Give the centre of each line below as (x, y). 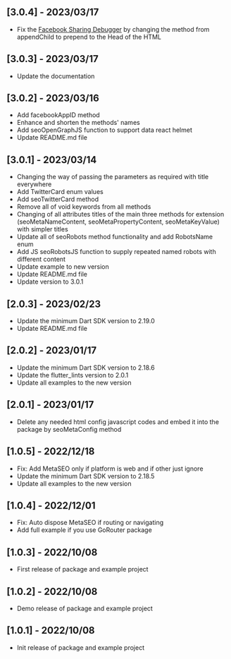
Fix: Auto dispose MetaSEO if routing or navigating (90, 523)
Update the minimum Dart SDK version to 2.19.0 (86, 321)
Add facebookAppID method (58, 115)
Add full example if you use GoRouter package (84, 530)
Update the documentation (56, 76)
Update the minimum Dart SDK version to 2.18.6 (86, 368)
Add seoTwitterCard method (58, 199)
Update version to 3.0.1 (50, 282)
